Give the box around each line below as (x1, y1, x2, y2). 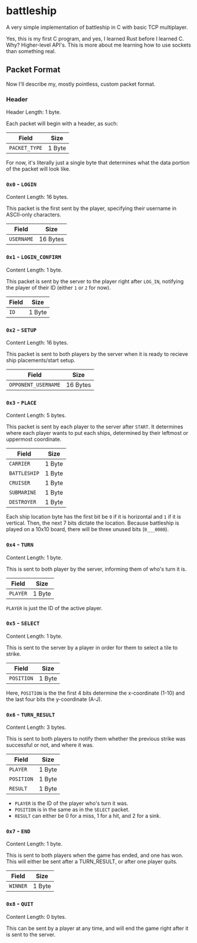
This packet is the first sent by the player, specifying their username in (6, 205, 177, 212)
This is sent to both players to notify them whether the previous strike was (6, 735, 186, 742)
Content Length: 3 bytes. (6, 724, 66, 731)
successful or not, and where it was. (6, 742, 94, 749)
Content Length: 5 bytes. (6, 412, 66, 419)
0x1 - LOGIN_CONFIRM (6, 253, 62, 261)
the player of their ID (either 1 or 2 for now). (6, 284, 111, 291)
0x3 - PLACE (6, 398, 37, 407)
